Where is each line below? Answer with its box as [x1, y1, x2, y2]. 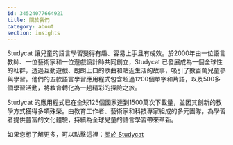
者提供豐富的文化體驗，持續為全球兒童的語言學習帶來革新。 [7, 115, 178, 124]
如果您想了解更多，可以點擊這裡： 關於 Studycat [7, 130, 144, 139]
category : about [7, 23, 54, 30]
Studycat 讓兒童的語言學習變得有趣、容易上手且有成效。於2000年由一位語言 [7, 49, 226, 57]
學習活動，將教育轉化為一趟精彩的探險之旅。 [12, 84, 141, 92]
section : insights [7, 29, 60, 37]
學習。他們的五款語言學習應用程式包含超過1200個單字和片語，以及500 [12, 75, 215, 84]
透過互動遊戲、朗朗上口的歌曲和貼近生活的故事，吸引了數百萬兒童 [31, 66, 220, 75]
